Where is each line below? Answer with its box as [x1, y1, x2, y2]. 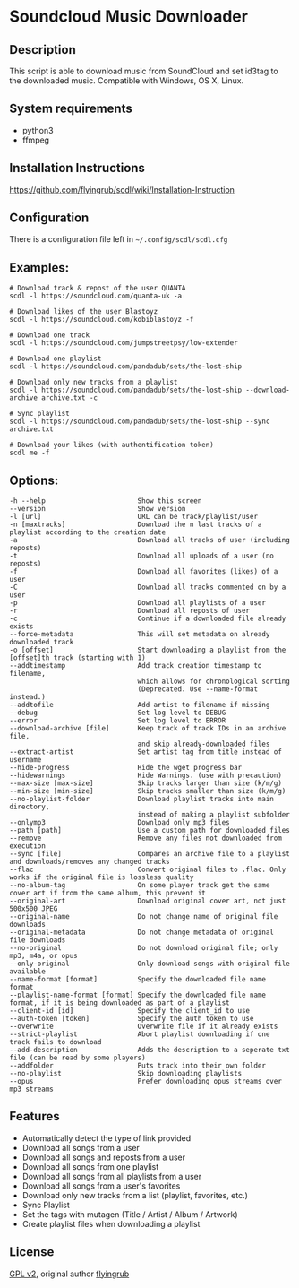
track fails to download [9, 1038, 102, 1047]
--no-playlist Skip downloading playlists [9, 1069, 243, 1078]
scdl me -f [9, 448, 50, 458]
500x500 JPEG [9, 904, 58, 913]
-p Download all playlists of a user [9, 599, 267, 608]
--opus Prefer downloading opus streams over [9, 1077, 282, 1086]
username [9, 756, 42, 765]
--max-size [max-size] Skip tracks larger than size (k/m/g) [9, 779, 282, 788]
